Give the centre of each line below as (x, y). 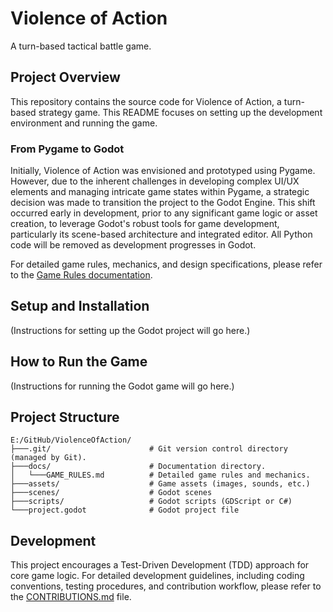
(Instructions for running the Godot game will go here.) (122, 386)
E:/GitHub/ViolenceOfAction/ (71, 440)
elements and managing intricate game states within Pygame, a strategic (160, 192)
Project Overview (65, 77)
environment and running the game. (84, 123)
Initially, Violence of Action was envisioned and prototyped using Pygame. (163, 171)
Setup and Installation (80, 306)
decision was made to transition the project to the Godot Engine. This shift (163, 203)
